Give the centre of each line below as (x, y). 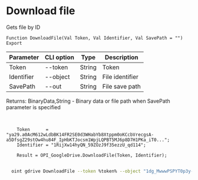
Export (14, 43)
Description (122, 57)
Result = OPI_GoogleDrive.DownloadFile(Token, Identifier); (92, 155)
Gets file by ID (23, 27)
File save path (122, 86)
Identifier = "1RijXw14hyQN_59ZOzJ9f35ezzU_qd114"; (81, 145)
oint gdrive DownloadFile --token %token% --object (76, 171)
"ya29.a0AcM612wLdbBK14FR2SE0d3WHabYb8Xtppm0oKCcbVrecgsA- (80, 135)
